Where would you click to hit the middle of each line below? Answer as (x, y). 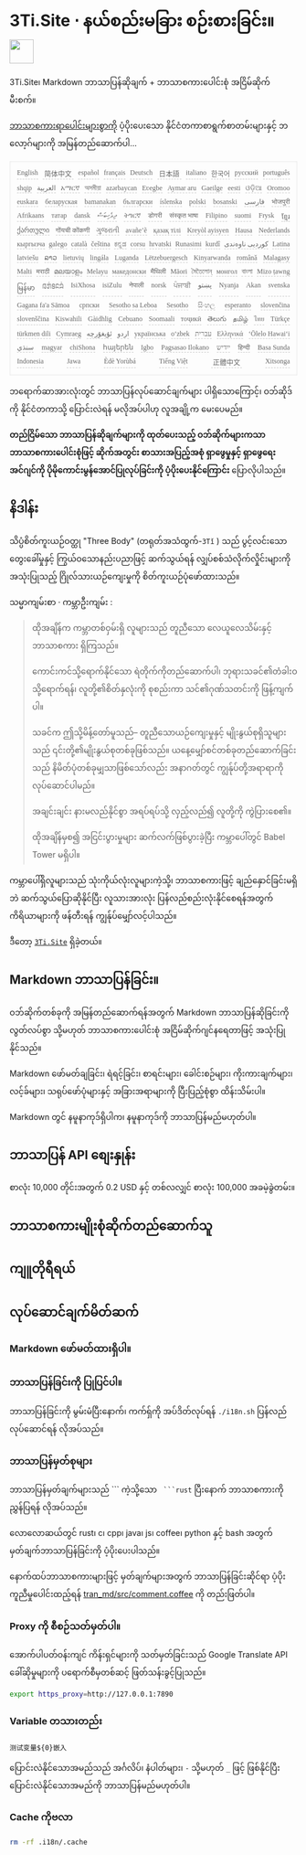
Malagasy (277, 257)
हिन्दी (244, 347)
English (27, 172)
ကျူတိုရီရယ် (42, 1269)
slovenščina (33, 319)
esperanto (237, 305)
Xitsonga (277, 361)
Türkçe (280, 319)
